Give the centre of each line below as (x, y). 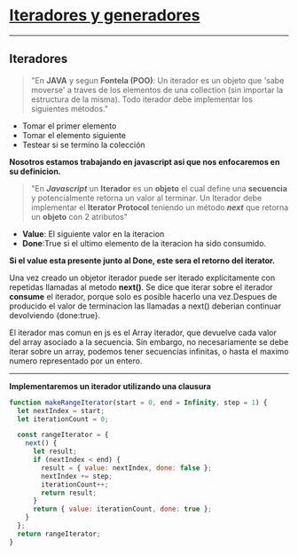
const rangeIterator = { (63, 435)
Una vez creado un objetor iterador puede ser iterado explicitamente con (142, 277)
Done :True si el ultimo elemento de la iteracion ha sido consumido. (144, 243)
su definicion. (35, 171)
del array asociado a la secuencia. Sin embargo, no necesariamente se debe (149, 341)
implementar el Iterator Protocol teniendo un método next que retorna (160, 207)
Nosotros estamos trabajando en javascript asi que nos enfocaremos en (145, 161)
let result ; (55, 452)
